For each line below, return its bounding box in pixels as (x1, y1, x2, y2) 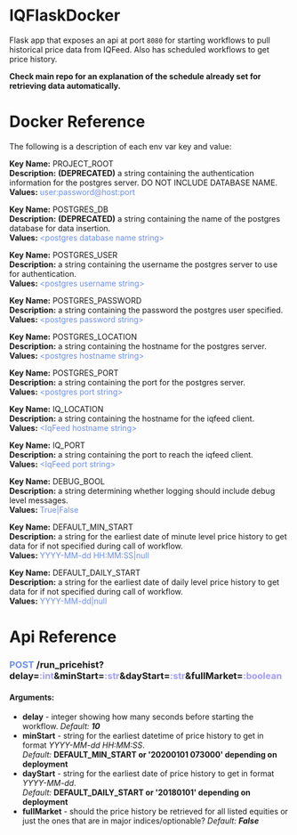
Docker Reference (9, 112, 146, 132)
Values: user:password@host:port (9, 186, 135, 197)
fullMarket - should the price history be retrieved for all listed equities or (21, 807, 289, 817)
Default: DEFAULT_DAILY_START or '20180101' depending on (21, 787, 251, 798)
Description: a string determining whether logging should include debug (9, 485, 276, 496)
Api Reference (9, 627, 117, 647)
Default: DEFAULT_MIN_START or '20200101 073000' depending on (21, 750, 277, 760)
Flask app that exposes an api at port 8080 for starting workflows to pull (9, 35, 271, 45)
